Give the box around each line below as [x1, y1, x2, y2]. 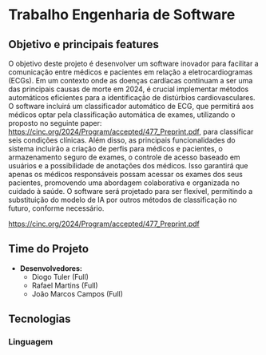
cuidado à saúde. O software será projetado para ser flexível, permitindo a [8, 187, 253, 196]
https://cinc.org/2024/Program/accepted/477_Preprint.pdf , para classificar [8, 127, 254, 136]
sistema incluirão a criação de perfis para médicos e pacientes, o [8, 144, 224, 153]
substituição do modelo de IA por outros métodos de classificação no [8, 195, 237, 204]
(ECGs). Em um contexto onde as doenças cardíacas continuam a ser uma [8, 76, 253, 85]
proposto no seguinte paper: [8, 119, 102, 127]
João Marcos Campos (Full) [31, 288, 124, 298]
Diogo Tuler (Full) [31, 272, 89, 281]
